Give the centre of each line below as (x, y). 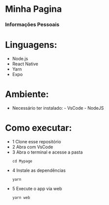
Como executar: (39, 128)
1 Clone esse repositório (37, 141)
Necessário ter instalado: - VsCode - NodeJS (58, 108)
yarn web (21, 198)
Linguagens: (31, 45)
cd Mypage (22, 161)
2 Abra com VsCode (32, 147)
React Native (25, 64)
